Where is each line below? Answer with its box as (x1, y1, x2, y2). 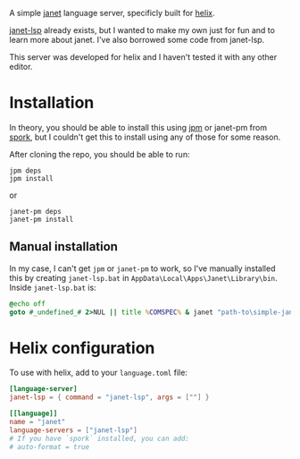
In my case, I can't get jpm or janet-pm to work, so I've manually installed (9, 263, 276, 274)
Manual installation (9, 239, 119, 254)
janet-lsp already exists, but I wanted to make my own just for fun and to (9, 25, 275, 35)
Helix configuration (9, 337, 155, 358)
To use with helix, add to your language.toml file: (9, 367, 187, 378)
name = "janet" (9, 418, 66, 427)
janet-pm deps (9, 207, 62, 216)
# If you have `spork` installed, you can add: (9, 434, 190, 443)
